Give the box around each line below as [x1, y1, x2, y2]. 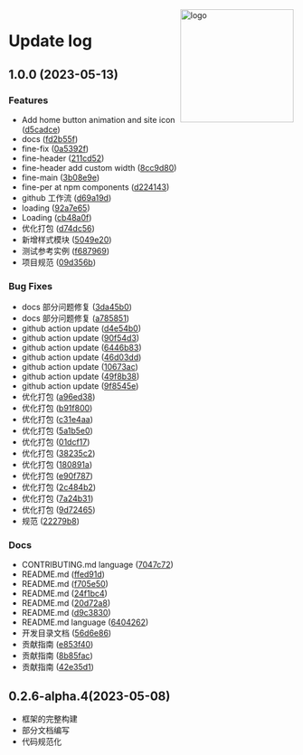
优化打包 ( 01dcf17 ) [21, 437, 90, 448]
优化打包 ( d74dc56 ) [21, 222, 96, 233]
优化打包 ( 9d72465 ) [21, 505, 96, 515]
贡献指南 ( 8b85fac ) [21, 650, 93, 661]
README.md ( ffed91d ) [21, 569, 106, 580]
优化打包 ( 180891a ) [21, 459, 93, 470]
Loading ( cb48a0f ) [21, 212, 92, 222]
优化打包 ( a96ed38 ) [21, 392, 96, 402]
